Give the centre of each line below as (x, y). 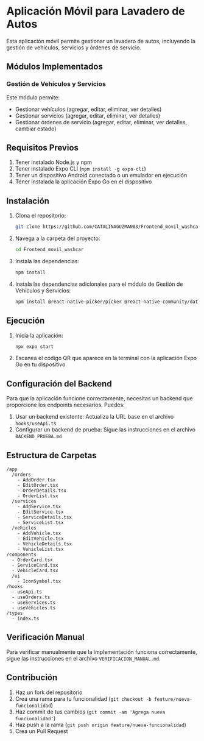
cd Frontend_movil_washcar (49, 250)
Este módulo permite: (33, 97)
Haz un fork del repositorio (49, 692)
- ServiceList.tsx (40, 523)
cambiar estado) (36, 129)
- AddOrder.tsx (37, 480)
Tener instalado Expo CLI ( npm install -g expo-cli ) (80, 169)
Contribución (32, 678)
